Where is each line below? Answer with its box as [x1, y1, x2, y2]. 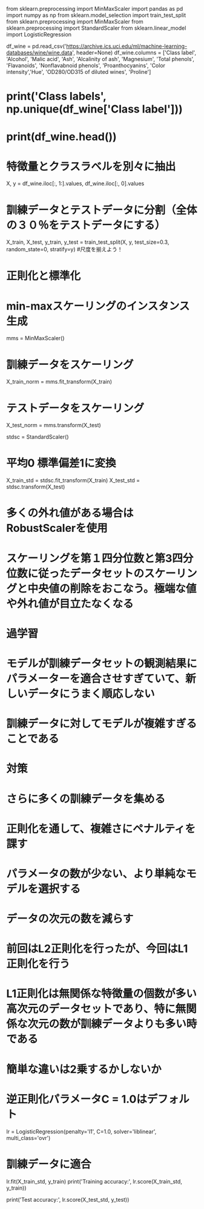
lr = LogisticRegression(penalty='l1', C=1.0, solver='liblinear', [6, 1128, 157, 1135]
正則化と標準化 [6, 269, 81, 283]
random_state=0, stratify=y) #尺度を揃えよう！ [6, 246, 123, 253]
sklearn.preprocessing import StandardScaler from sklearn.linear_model [6, 24, 186, 31]
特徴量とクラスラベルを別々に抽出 [6, 160, 176, 173]
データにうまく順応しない [27, 687, 156, 701]
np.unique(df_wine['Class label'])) [6, 102, 183, 116]
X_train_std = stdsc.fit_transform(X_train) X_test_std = [6, 477, 140, 484]
